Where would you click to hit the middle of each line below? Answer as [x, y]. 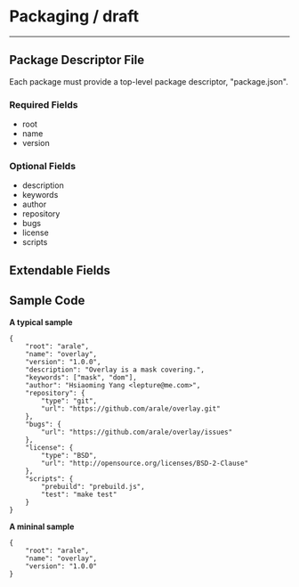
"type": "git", [69, 401]
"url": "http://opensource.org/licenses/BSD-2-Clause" [145, 463]
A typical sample [41, 322]
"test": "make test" [79, 494]
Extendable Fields [60, 270]
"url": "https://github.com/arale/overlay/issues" [137, 432]
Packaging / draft [74, 16]
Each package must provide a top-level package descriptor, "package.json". [149, 81]
